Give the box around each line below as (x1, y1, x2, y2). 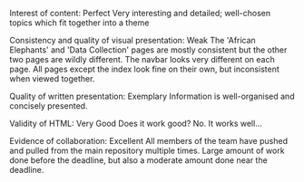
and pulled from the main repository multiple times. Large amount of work (9, 145, 285, 156)
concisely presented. (9, 101, 88, 111)
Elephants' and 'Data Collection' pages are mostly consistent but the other (9, 44, 288, 55)
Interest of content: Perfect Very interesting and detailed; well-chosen (9, 8, 270, 18)
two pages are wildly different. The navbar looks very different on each (9, 54, 275, 64)
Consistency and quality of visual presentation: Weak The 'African (9, 35, 256, 45)
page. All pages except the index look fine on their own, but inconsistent (9, 63, 279, 74)
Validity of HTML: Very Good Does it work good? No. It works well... (9, 118, 263, 129)
